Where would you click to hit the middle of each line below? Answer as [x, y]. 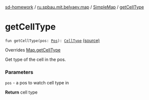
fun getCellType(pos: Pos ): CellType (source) [53, 40]
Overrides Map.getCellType [33, 50]
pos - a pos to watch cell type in [37, 83]
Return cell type [21, 92]
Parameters [19, 72]
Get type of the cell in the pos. [35, 59]
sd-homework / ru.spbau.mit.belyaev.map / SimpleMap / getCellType [74, 7]
